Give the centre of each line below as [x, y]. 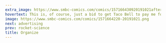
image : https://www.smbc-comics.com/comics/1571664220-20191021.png [77, 19]
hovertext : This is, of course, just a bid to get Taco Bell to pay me [80, 14]
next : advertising [24, 23]
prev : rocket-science [27, 28]
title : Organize [22, 33]
